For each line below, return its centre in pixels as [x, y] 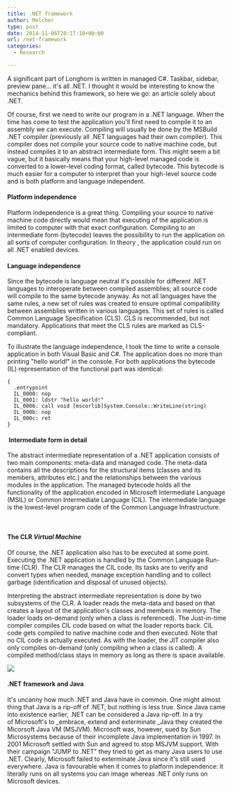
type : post [23, 27]
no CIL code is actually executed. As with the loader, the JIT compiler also [113, 640]
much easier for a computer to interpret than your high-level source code [112, 173]
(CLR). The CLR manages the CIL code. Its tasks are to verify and [115, 567]
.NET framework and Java [46, 684]
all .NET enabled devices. [43, 250]
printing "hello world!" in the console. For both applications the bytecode [111, 362]
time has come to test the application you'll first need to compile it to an [110, 121]
